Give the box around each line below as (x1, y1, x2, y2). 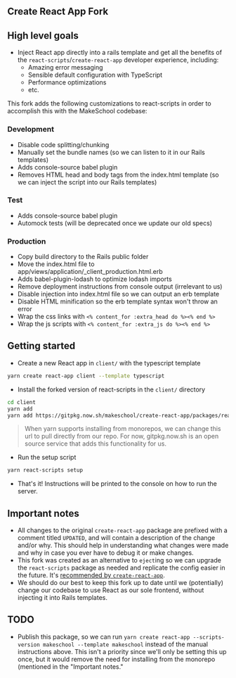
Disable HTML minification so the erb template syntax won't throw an (17, 297, 218, 306)
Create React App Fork (7, 6, 109, 18)
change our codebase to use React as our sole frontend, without (17, 586, 204, 594)
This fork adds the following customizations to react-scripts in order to (7, 99, 212, 108)
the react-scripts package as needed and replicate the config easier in (17, 563, 226, 572)
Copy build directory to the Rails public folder (17, 253, 149, 261)
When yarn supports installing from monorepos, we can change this (24, 425, 221, 433)
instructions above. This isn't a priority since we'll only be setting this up (17, 647, 227, 655)
